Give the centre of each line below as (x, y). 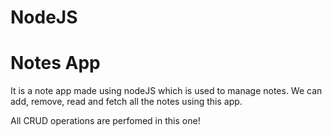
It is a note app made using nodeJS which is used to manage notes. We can (166, 91)
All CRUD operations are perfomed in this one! (105, 121)
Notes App (55, 63)
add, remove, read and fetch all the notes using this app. (126, 102)
